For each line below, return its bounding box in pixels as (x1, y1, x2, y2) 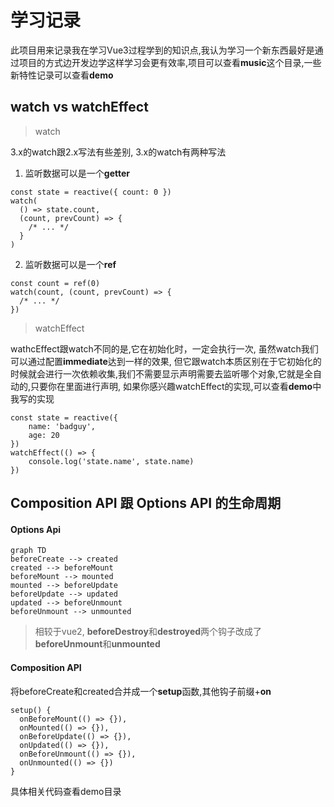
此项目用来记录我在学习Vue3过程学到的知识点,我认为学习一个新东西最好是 (10, 44, 315, 56)
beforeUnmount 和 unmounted (34, 638, 161, 650)
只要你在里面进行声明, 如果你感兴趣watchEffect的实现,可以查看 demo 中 (30, 380, 322, 392)
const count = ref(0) (10, 278, 101, 288)
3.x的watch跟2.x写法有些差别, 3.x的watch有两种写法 (10, 146, 227, 158)
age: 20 (28, 430, 60, 440)
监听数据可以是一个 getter (24, 167, 130, 179)
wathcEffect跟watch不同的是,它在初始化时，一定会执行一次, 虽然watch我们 (10, 342, 319, 355)
